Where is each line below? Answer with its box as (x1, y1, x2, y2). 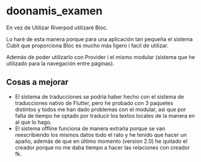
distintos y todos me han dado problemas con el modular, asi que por (14, 106, 187, 113)
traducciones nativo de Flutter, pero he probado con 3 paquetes (14, 99, 173, 106)
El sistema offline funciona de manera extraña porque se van (14, 124, 166, 132)
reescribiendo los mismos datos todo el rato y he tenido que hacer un (14, 131, 187, 138)
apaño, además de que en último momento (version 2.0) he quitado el (14, 137, 188, 145)
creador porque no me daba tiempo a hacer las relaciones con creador (14, 143, 190, 151)
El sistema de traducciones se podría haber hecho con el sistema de (14, 93, 184, 100)
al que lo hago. (14, 118, 52, 126)
